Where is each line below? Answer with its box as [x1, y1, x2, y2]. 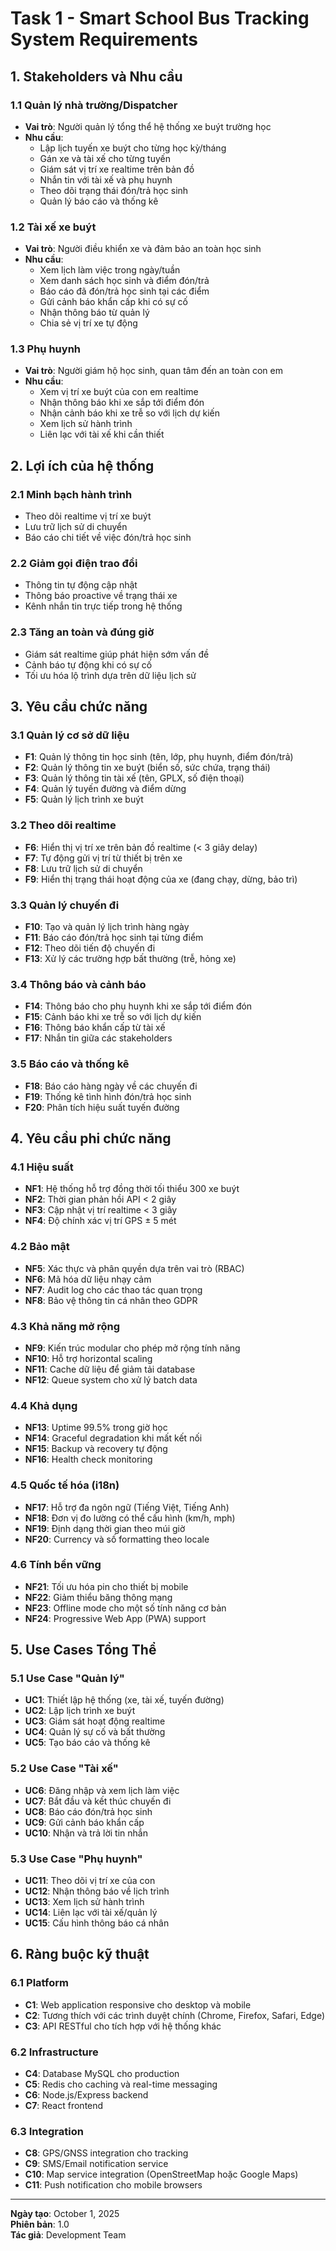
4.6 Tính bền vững [10, 1558, 102, 1572]
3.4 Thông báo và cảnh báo [10, 977, 147, 991]
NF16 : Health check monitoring [24, 1453, 153, 1466]
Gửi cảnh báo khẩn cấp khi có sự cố [39, 296, 188, 308]
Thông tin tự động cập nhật [24, 579, 138, 591]
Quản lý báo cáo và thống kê [39, 195, 159, 207]
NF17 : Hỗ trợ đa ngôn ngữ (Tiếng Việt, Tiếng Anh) [24, 1501, 230, 1513]
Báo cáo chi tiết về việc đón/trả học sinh [24, 532, 192, 544]
